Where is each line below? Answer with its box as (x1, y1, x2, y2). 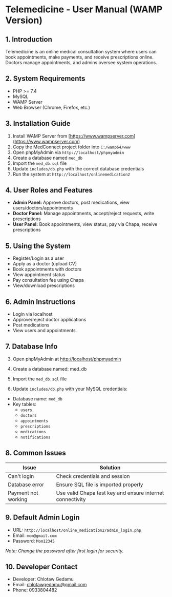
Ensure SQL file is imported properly (56, 481, 143, 488)
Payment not (8, 489, 38, 496)
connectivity (56, 495, 86, 503)
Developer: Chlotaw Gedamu (12, 576, 74, 582)
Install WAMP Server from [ (12, 132, 71, 139)
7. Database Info (5, 342, 58, 351)
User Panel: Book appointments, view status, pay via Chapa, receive (12, 221, 158, 227)
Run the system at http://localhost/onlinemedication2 (12, 171, 131, 177)
